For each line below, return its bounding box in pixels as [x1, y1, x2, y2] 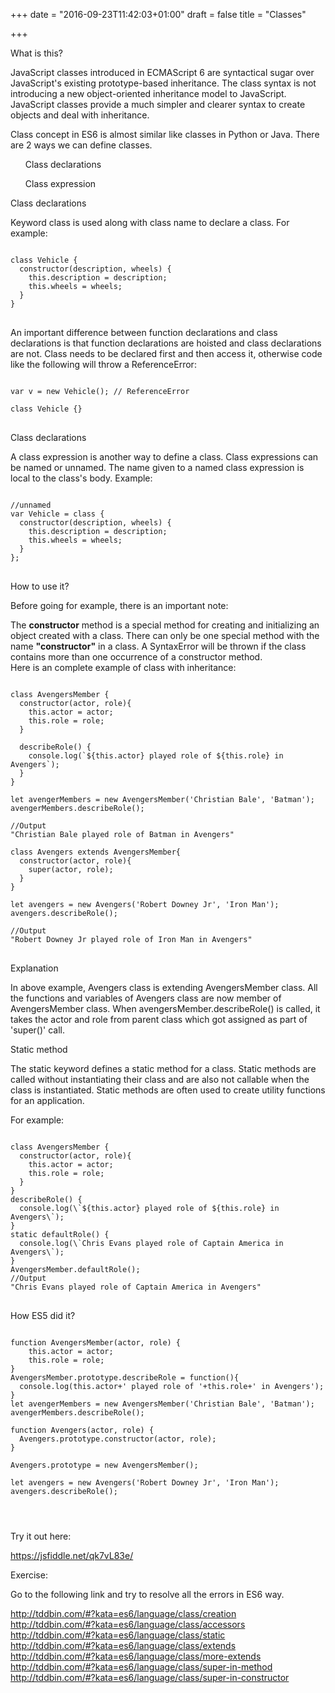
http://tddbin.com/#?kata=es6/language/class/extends [10, 1640, 237, 1651]
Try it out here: [10, 1530, 72, 1542]
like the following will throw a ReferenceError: [10, 359, 197, 370]
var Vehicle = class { [10, 509, 105, 519]
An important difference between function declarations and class [10, 327, 278, 338]
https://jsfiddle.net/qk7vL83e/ [10, 1550, 134, 1561]
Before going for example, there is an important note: [10, 600, 229, 611]
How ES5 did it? [10, 1310, 76, 1321]
